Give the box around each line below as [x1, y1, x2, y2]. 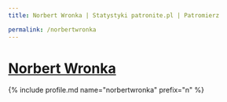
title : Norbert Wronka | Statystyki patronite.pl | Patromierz [8, 11, 220, 20]
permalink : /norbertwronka [8, 25, 97, 34]
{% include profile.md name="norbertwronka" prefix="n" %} [8, 86, 205, 95]
